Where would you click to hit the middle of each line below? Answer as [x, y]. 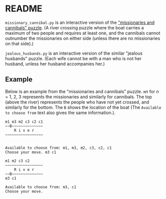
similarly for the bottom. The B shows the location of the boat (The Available [83, 107]
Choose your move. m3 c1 [31, 152]
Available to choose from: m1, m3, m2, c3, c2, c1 [58, 148]
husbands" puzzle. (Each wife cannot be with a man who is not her [73, 58]
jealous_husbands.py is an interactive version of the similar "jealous [74, 53]
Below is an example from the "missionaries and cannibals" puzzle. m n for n [82, 91]
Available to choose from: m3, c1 [41, 187]
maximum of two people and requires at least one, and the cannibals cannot [83, 33]
